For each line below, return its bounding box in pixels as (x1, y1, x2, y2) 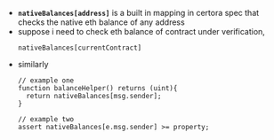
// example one (17, 76, 75, 85)
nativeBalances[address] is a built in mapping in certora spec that (17, 8, 260, 18)
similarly (17, 59, 49, 69)
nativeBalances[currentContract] (17, 43, 142, 52)
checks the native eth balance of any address (17, 17, 185, 27)
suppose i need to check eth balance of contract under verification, (17, 27, 265, 36)
